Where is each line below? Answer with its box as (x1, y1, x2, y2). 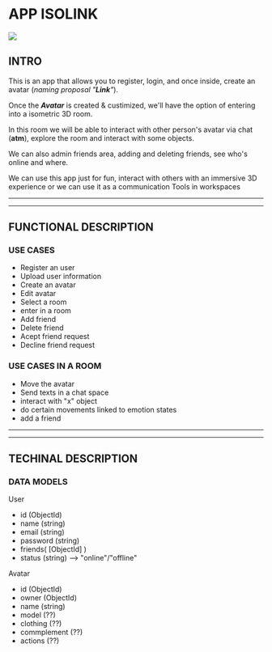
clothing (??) (19, 619, 62, 629)
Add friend (19, 315, 57, 324)
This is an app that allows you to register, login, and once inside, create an (8, 76, 256, 86)
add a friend (19, 413, 62, 423)
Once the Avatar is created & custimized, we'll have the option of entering (8, 100, 256, 110)
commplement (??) (19, 628, 83, 637)
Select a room (19, 297, 67, 307)
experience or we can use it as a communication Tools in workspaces (8, 181, 241, 191)
